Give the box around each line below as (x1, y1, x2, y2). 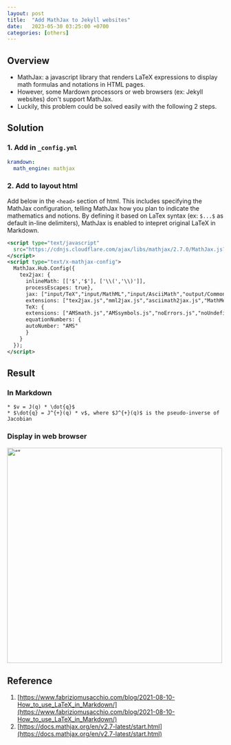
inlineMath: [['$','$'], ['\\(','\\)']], (25, 278, 146, 285)
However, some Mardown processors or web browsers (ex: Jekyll (16, 87, 203, 96)
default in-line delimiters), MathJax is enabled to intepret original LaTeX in (7, 218, 216, 227)
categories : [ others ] (7, 29, 69, 36)
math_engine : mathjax (13, 165, 76, 172)
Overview (7, 54, 50, 66)
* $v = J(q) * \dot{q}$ (7, 403, 76, 410)
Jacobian (7, 416, 32, 423)
